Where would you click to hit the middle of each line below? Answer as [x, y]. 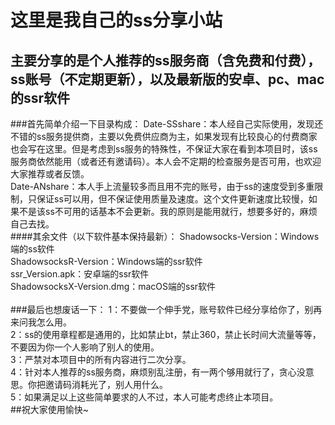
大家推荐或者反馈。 [50, 174]
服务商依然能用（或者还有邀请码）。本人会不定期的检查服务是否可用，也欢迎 [166, 161]
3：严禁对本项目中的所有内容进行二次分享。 [101, 359]
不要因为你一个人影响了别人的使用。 [85, 347]
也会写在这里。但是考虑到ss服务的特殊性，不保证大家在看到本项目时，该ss [164, 149]
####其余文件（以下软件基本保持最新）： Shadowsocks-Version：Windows [165, 236]
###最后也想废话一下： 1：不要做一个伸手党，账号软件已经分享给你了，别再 [166, 309]
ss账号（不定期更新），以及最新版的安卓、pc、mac [167, 79]
